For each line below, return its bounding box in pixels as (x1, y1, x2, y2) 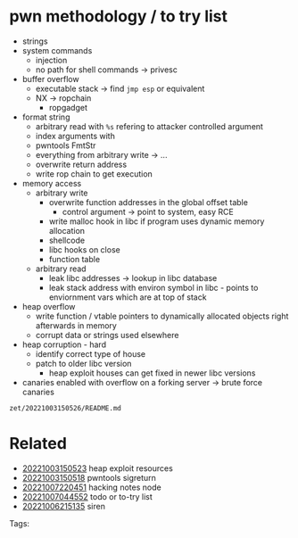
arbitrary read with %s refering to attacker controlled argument (35, 120, 263, 131)
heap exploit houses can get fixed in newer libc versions (48, 368, 256, 378)
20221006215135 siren (21, 501, 105, 511)
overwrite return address (35, 159, 128, 170)
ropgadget (48, 102, 87, 112)
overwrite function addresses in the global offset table (48, 196, 248, 207)
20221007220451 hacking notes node (21, 482, 162, 492)
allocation (48, 225, 86, 236)
